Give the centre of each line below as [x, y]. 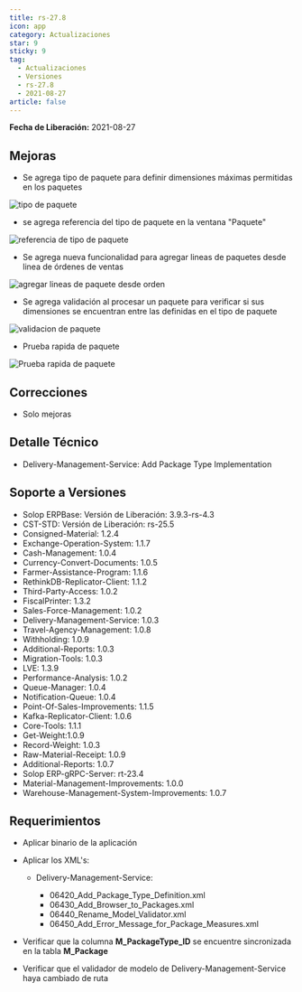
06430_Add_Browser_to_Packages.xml [122, 905]
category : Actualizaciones [60, 34]
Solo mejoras [47, 414]
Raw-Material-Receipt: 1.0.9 [74, 754]
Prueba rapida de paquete [71, 346]
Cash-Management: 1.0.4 [69, 553]
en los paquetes [52, 187]
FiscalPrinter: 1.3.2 [57, 601]
